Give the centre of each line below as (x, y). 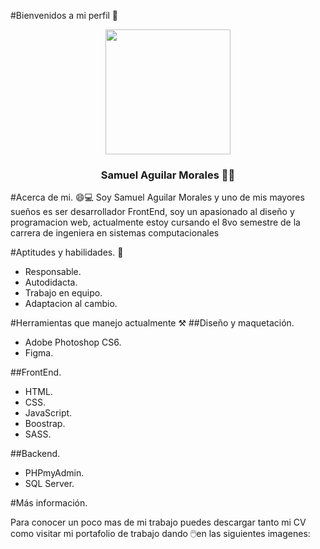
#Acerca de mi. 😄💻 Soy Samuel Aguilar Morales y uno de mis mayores (157, 197)
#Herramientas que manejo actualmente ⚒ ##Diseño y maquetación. (152, 323)
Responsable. (53, 272)
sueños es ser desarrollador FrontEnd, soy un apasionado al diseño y (152, 212)
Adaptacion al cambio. (71, 304)
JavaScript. (48, 413)
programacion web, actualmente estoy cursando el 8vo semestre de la (155, 222)
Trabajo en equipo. (63, 293)
